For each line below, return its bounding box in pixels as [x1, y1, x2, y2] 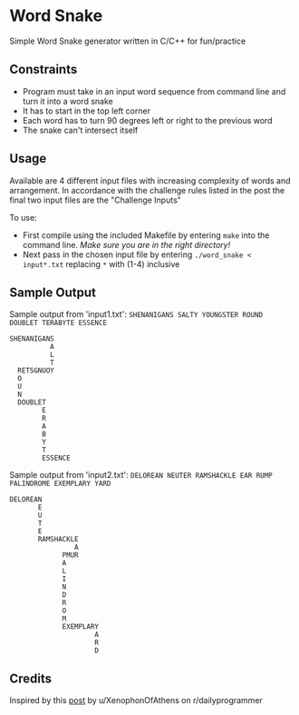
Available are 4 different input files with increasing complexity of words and [9, 174, 292, 186]
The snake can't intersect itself [22, 124, 139, 135]
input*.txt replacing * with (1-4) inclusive [22, 258, 180, 269]
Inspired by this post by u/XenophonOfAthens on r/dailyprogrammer [9, 695, 263, 706]
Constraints [9, 62, 78, 77]
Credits [9, 670, 53, 686]
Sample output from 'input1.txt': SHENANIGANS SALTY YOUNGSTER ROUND [9, 309, 264, 320]
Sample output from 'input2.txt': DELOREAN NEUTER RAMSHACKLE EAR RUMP [9, 470, 274, 481]
